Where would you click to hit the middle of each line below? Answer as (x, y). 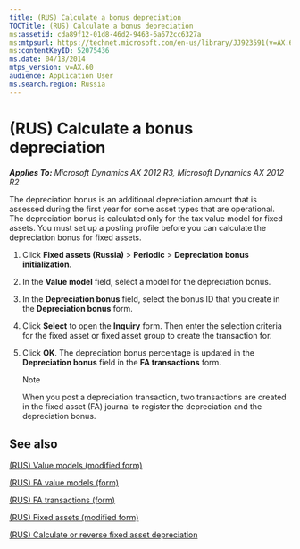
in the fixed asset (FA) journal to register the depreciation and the (142, 406)
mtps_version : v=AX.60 (51, 68)
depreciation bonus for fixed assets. (75, 237)
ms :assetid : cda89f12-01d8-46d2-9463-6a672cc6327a (105, 34)
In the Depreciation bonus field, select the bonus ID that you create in (151, 299)
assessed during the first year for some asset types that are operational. (142, 209)
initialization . (47, 264)
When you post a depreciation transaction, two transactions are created (154, 397)
